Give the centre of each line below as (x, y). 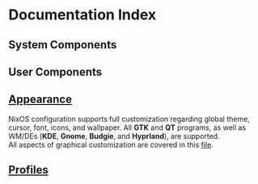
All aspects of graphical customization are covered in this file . (111, 144)
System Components (63, 45)
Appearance (40, 100)
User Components (55, 71)
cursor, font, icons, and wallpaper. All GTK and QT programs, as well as (127, 128)
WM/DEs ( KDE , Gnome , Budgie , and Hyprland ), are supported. (114, 136)
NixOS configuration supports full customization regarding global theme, (129, 119)
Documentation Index (82, 15)
